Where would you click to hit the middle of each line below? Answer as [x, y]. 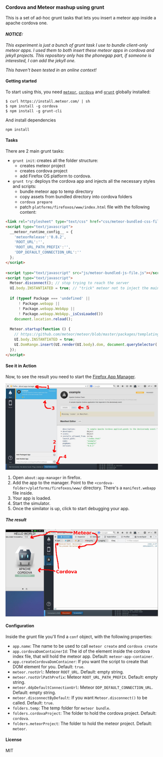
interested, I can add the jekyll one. [41, 60]
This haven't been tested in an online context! [51, 70]
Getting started [21, 81]
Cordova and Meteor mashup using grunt [55, 7]
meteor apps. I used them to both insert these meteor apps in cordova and [80, 50]
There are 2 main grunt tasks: [35, 151]
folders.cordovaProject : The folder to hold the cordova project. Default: [84, 713]
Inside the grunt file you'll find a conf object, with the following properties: [79, 637]
